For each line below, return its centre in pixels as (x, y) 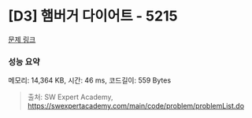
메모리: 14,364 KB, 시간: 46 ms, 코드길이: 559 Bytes (90, 80)
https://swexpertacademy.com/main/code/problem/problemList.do (136, 106)
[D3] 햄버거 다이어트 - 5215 (93, 16)
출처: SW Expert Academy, (70, 97)
